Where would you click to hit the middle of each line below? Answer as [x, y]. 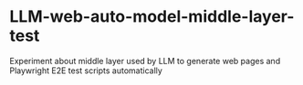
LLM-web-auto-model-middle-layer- [152, 17]
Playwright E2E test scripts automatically [86, 71]
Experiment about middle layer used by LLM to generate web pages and [145, 61]
